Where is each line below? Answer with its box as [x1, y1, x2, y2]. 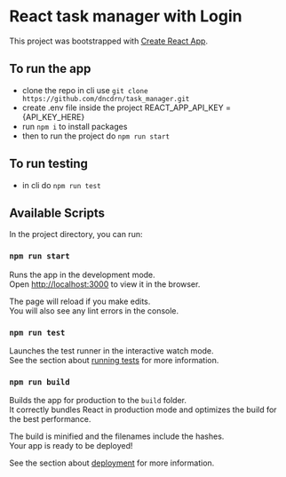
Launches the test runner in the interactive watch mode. [9, 345, 215, 356]
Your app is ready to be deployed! [9, 441, 133, 451]
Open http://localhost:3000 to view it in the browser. [9, 278, 201, 290]
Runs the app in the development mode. [9, 269, 155, 280]
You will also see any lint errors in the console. [9, 305, 179, 316]
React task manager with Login [9, 6, 242, 27]
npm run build [9, 377, 70, 387]
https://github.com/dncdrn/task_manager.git [21, 94, 190, 103]
